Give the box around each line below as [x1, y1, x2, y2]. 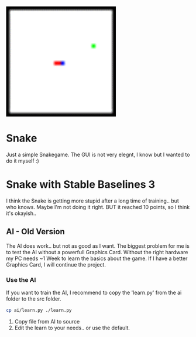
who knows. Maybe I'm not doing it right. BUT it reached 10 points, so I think [6, 203, 190, 210]
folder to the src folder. [6, 295, 61, 302]
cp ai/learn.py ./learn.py [6, 307, 72, 313]
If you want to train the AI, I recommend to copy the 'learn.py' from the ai [6, 289, 182, 296]
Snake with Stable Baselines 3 [6, 178, 156, 191]
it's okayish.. [6, 210, 37, 217]
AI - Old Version [6, 227, 66, 237]
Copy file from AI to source [14, 318, 80, 325]
